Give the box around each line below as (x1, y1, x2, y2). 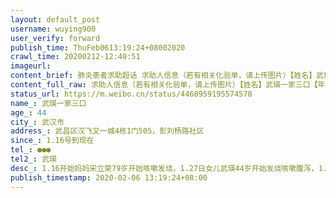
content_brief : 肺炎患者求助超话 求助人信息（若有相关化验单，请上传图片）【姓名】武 (10, 71, 325, 81)
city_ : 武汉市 (10, 117, 65, 127)
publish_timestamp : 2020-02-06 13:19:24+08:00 (10, 172, 208, 183)
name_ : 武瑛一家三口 (10, 98, 87, 108)
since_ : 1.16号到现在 (10, 136, 95, 146)
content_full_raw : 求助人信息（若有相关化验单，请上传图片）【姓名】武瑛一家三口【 (10, 80, 318, 90)
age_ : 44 (10, 107, 47, 118)
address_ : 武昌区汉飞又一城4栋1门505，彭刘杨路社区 (10, 126, 205, 136)
